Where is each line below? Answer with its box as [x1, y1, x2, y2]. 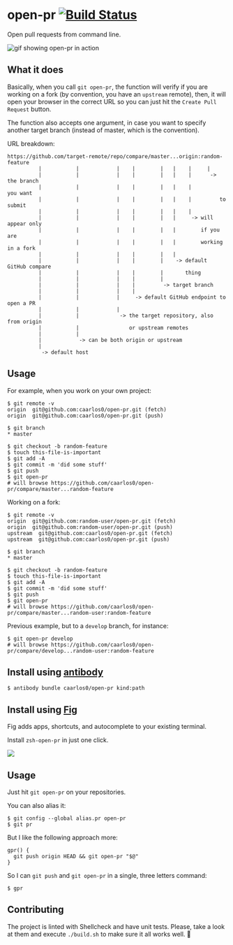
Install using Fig [7, 704, 78, 716]
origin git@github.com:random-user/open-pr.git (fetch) [7, 518, 176, 525]
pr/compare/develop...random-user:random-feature [7, 647, 155, 654]
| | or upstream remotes [38, 324, 189, 332]
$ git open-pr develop [7, 635, 73, 642]
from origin [7, 318, 42, 325]
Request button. [7, 105, 52, 113]
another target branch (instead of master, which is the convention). [7, 126, 200, 134]
